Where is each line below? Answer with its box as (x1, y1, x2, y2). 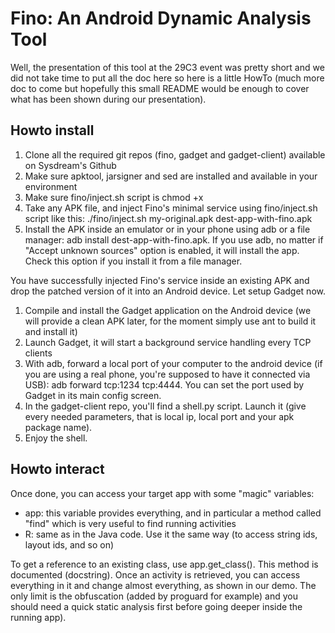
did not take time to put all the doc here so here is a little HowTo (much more (10, 72, 325, 84)
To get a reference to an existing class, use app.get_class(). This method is (10, 558, 319, 570)
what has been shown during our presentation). (10, 93, 207, 105)
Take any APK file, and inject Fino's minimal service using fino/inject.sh (24, 202, 318, 214)
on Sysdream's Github (24, 159, 117, 171)
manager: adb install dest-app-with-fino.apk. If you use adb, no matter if (24, 233, 324, 246)
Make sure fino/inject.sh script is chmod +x (24, 191, 204, 203)
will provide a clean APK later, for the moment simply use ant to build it (24, 315, 317, 327)
